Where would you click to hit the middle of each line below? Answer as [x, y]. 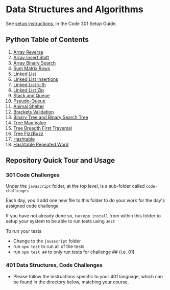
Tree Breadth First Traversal [42, 128]
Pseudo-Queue [29, 101]
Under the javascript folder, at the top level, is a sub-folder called [75, 186]
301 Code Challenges [33, 175]
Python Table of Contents [47, 40]
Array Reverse [28, 52]
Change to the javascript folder [47, 241]
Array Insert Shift [31, 57]
